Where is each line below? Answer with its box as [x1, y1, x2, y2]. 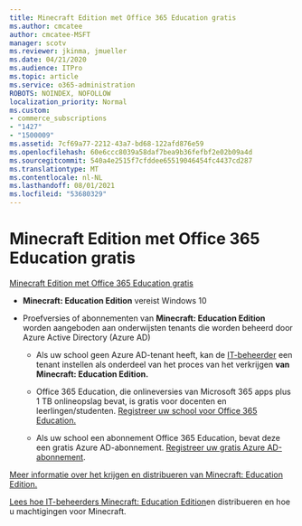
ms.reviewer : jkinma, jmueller [9, 47, 127, 56]
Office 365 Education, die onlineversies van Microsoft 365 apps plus [35, 386, 291, 397]
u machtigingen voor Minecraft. [9, 505, 127, 516]
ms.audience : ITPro [9, 64, 83, 73]
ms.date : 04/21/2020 [9, 55, 88, 64]
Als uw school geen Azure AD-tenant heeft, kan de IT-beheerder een [35, 349, 293, 360]
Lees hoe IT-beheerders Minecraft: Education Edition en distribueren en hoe [9, 496, 291, 507]
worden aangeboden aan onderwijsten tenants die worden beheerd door [22, 322, 294, 333]
